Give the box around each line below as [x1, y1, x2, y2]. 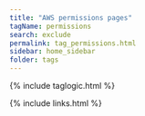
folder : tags [9, 55, 59, 64]
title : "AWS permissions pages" [9, 13, 132, 23]
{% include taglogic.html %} [9, 81, 116, 91]
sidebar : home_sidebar [9, 47, 96, 56]
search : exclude [9, 30, 71, 39]
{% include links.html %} [9, 98, 102, 109]
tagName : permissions [9, 22, 92, 31]
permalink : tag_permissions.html [9, 38, 137, 48]
